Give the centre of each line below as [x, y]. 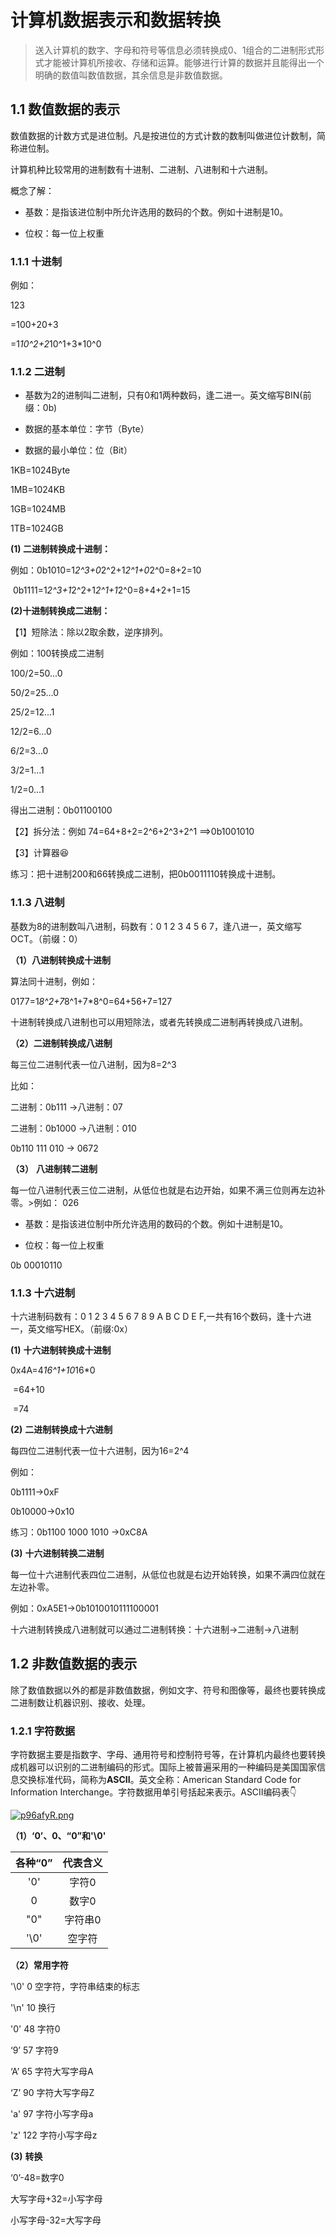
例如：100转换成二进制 [57, 653]
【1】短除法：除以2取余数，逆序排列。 [89, 632]
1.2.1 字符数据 [43, 1731]
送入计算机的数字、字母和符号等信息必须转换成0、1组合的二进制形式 [175, 50]
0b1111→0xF [35, 1492]
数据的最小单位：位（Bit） [78, 450]
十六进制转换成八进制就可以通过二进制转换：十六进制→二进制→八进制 [154, 1629]
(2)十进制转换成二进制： [60, 611]
